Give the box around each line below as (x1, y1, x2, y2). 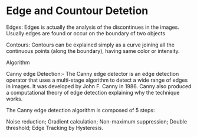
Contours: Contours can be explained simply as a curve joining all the (6, 41, 175, 48)
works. (6, 95, 23, 102)
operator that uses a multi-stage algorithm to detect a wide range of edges (6, 76, 188, 83)
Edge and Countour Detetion (6, 4, 149, 18)
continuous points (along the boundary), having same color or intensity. (6, 47, 180, 54)
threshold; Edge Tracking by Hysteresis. (6, 124, 104, 131)
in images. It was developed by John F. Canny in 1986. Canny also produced (6, 82, 192, 89)
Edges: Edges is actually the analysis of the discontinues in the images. (6, 24, 180, 31)
